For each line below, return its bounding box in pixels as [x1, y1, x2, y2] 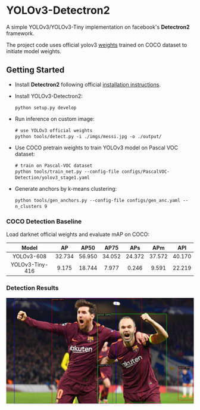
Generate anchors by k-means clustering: [14, 185, 117, 192]
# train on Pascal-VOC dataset [14, 163, 93, 169]
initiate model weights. [6, 47, 61, 54]
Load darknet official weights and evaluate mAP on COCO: [6, 231, 150, 238]
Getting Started [6, 65, 65, 75]
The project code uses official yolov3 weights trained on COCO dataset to [6, 41, 187, 48]
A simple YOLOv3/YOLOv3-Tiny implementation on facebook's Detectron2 [6, 23, 190, 30]
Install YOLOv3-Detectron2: [14, 92, 83, 99]
